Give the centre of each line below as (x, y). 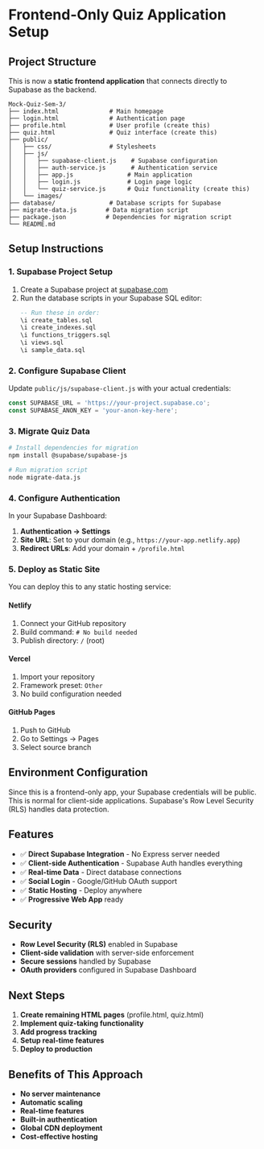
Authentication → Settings (65, 531)
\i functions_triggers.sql (65, 335)
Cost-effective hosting (59, 1137)
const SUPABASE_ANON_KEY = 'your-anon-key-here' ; (93, 411)
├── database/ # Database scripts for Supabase (115, 203)
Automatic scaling (51, 1102)
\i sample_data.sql (53, 351)
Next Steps (37, 996)
